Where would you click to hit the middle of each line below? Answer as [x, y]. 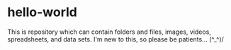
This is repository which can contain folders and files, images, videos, [109, 32]
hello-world [43, 12]
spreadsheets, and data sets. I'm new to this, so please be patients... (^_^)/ [116, 39]
